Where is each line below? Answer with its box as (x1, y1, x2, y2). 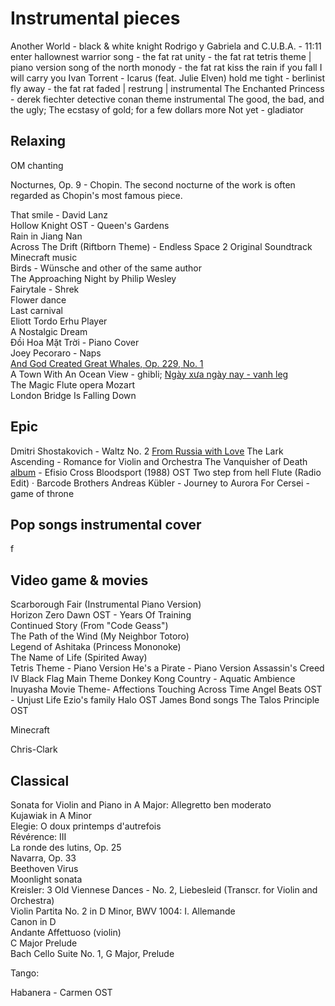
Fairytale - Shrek (10, 283, 80, 295)
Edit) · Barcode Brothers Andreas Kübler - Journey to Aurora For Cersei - (10, 477, 310, 489)
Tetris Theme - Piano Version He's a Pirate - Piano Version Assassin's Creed (10, 662, 325, 674)
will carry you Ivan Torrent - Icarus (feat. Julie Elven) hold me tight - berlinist (10, 72, 326, 84)
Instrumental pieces (10, 7, 181, 30)
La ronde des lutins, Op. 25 (10, 842, 122, 853)
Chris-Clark (10, 743, 58, 756)
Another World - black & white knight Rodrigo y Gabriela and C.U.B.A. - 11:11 (10, 40, 322, 52)
